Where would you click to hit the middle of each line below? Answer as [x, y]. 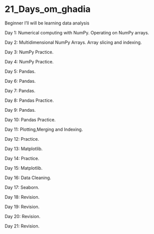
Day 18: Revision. [22, 197]
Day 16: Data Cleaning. [28, 178]
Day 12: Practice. [22, 139]
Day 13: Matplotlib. [24, 149]
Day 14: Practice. [22, 158]
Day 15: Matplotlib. [24, 168]
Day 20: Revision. [23, 216]
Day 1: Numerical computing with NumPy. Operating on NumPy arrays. [77, 32]
